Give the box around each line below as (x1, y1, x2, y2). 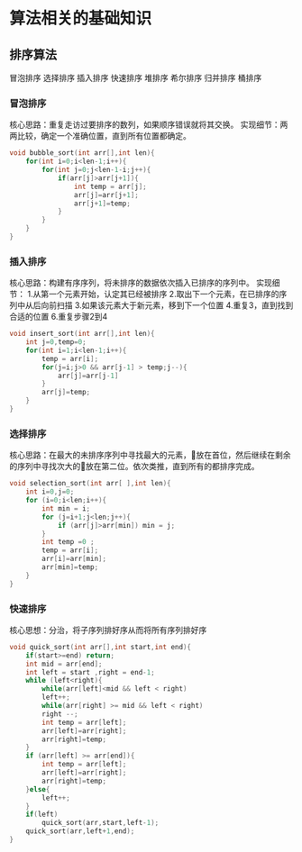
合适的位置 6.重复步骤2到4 (9, 312, 108, 322)
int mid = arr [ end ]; (25, 659, 103, 668)
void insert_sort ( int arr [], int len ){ (9, 330, 155, 339)
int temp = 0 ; (41, 538, 95, 547)
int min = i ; (41, 503, 91, 513)
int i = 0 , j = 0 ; (25, 487, 75, 496)
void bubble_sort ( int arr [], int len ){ (9, 149, 155, 158)
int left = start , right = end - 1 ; (25, 667, 155, 676)
